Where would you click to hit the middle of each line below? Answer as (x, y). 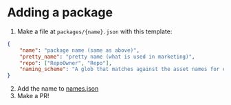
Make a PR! (33, 96)
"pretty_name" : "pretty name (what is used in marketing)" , (107, 57)
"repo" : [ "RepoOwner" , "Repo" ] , (66, 63)
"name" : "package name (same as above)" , (79, 50)
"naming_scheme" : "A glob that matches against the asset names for (120, 70)
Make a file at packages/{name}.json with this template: (95, 31)
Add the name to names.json (58, 89)
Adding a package (60, 13)
